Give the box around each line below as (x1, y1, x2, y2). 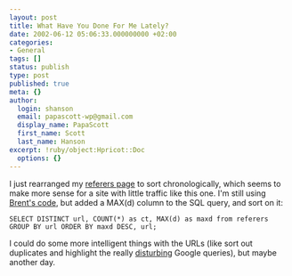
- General (9, 46, 46, 55)
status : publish (9, 63, 69, 72)
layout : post (9, 12, 58, 22)
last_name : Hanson (17, 137, 86, 146)
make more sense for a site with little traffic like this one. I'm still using (9, 188, 266, 199)
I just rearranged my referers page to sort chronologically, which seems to (9, 178, 281, 189)
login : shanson (17, 104, 74, 113)
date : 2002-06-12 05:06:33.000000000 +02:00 (9, 29, 177, 38)
